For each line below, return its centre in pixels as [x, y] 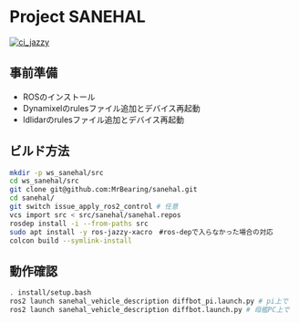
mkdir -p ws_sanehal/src [57, 172]
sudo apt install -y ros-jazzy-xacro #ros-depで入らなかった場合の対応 [141, 232]
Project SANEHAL [77, 17]
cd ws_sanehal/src [44, 181]
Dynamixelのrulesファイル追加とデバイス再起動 [111, 108]
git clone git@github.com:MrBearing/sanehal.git [103, 190]
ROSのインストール [59, 97]
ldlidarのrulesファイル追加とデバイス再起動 [103, 120]
